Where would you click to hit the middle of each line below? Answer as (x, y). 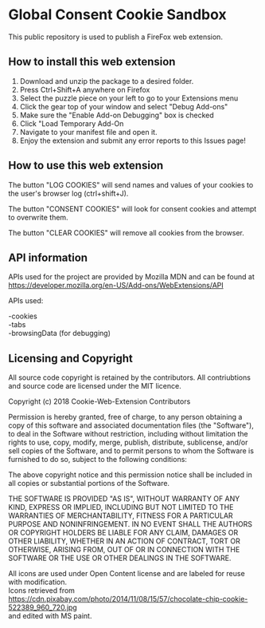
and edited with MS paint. (50, 616)
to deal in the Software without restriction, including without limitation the (128, 434)
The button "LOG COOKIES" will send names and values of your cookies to (131, 184)
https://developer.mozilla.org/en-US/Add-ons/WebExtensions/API (116, 286)
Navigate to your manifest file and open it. (88, 132)
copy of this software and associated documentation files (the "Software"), (131, 425)
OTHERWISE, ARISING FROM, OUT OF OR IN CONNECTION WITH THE (124, 550)
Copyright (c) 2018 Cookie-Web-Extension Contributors (99, 401)
